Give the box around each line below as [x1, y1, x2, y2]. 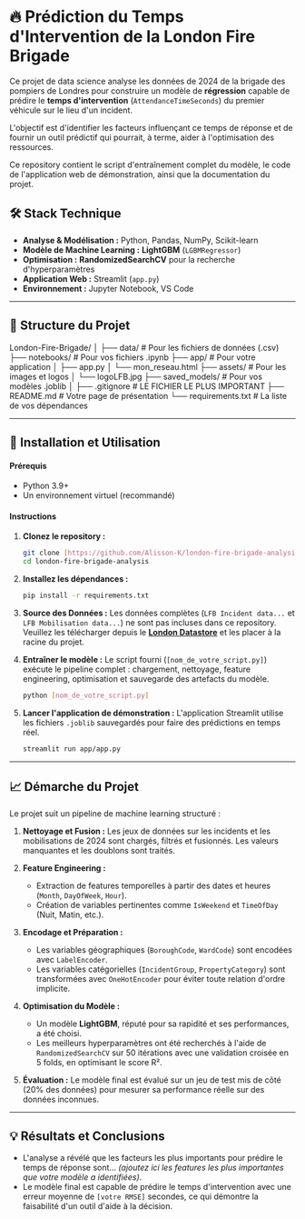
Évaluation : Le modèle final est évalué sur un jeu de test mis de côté [22, 1074, 281, 1085]
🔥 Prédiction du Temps [9, 6, 184, 27]
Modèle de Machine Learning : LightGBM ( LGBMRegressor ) [22, 244, 241, 255]
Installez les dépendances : [22, 574, 129, 585]
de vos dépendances [9, 400, 88, 411]
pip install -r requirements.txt [22, 591, 150, 601]
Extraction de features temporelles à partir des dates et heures [35, 880, 271, 891]
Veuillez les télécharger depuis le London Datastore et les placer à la [22, 626, 281, 637]
